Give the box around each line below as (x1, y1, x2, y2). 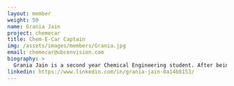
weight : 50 (7, 17, 39, 24)
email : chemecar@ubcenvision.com (7, 49, 104, 56)
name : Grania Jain (7, 23, 61, 30)
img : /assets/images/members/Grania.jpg (7, 42, 127, 49)
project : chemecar (7, 29, 61, 37)
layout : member (7, 10, 52, 17)
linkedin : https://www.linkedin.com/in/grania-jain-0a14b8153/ (7, 68, 195, 75)
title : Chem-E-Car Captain (7, 36, 86, 43)
